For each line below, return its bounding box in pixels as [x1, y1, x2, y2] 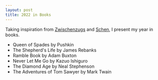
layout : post [5, 7, 33, 13]
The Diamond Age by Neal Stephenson [12, 63, 95, 69]
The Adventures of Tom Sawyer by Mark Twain [12, 68, 112, 74]
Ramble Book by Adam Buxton [12, 52, 77, 59]
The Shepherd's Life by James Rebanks [12, 47, 97, 53]
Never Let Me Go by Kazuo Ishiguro [12, 58, 88, 64]
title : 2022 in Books [5, 12, 51, 17]
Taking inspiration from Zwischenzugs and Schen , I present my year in [5, 26, 153, 32]
